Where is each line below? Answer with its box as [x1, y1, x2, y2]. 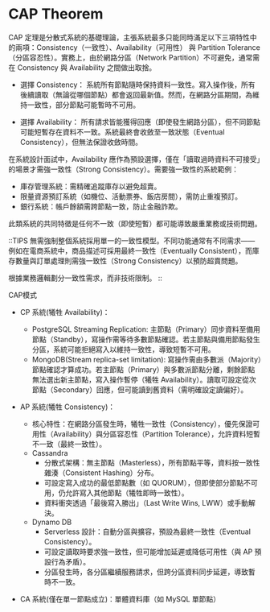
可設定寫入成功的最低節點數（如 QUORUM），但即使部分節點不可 [43, 478, 259, 487]
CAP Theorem [8, 5, 104, 23]
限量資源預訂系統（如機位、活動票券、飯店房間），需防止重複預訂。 [19, 191, 243, 201]
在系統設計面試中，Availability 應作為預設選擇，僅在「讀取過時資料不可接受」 [8, 154, 261, 163]
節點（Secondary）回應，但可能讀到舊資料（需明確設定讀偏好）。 [31, 384, 248, 395]
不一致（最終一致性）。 [31, 439, 107, 449]
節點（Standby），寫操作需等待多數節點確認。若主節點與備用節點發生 [31, 334, 261, 344]
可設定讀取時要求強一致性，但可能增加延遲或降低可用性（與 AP [43, 547, 253, 556]
